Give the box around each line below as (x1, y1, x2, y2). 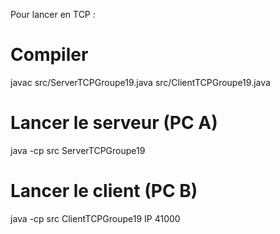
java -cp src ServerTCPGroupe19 (10, 144, 146, 156)
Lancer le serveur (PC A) (10, 112, 218, 134)
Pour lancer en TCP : (10, 9, 96, 20)
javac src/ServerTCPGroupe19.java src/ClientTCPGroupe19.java (10, 76, 271, 88)
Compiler (10, 44, 89, 66)
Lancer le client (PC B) (10, 180, 198, 203)
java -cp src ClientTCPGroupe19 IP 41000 (10, 212, 181, 224)
